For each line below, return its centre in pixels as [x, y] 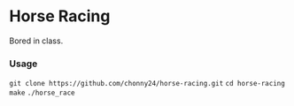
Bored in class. [36, 41]
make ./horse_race [42, 93]
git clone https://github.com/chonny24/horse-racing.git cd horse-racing [147, 84]
